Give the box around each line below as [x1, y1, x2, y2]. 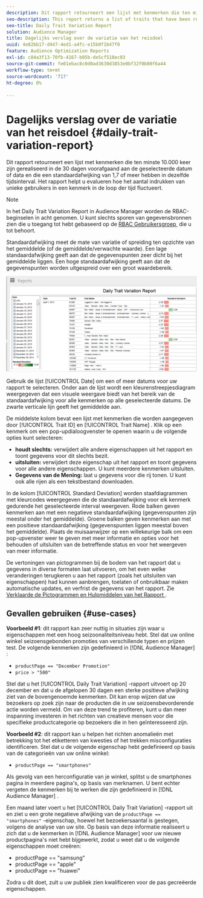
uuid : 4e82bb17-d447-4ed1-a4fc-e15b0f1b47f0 [6, 42, 120, 48]
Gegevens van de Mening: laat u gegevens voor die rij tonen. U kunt [14, 472, 186, 479]
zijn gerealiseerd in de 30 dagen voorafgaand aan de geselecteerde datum [6, 165, 192, 172]
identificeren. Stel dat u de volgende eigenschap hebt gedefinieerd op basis [6, 743, 195, 750]
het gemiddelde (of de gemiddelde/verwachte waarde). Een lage [6, 245, 167, 252]
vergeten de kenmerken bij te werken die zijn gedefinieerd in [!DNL [6, 786, 173, 793]
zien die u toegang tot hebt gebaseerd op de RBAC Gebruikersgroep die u [6, 220, 192, 228]
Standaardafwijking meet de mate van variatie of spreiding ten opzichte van [6, 239, 195, 246]
